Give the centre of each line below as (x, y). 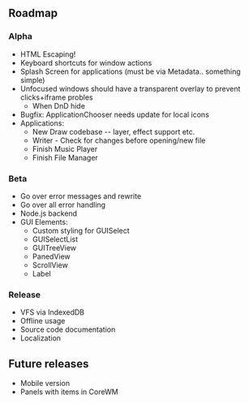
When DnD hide (58, 105)
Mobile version (45, 384)
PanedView (51, 256)
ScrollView (50, 265)
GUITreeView (54, 247)
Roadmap (33, 13)
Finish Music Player (65, 148)
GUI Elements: (44, 221)
